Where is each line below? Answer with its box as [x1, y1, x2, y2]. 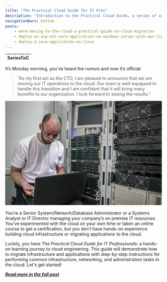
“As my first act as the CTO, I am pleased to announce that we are [17, 75, 153, 81]
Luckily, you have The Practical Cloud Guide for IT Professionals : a [5, 240, 142, 246]
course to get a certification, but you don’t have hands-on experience [5, 226, 148, 231]
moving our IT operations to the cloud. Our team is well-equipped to [17, 80, 157, 86]
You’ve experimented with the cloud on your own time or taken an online [5, 221, 154, 226]
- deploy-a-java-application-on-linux [14, 40, 94, 45]
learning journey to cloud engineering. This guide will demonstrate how [11, 246, 158, 252]
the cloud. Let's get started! [5, 262, 62, 268]
